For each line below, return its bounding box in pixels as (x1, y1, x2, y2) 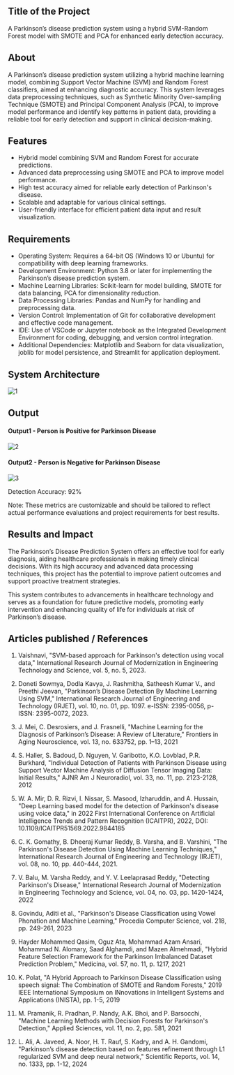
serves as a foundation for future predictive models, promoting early (8, 597, 204, 606)
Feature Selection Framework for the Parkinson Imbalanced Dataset (17, 953, 213, 961)
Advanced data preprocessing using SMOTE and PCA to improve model (17, 168, 224, 177)
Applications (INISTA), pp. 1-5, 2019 (17, 995, 120, 1004)
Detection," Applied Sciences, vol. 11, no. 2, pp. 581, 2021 (17, 1024, 182, 1032)
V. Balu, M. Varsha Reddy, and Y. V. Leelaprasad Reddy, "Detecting (17, 873, 210, 882)
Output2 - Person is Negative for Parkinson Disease (8, 458, 161, 467)
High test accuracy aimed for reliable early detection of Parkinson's (17, 183, 212, 191)
